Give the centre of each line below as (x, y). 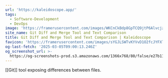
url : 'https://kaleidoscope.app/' (41, 10)
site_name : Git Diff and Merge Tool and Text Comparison (66, 33)
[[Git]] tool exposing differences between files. (53, 70)
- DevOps (19, 24)
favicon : (14, 42)
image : (12, 28)
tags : (11, 14)
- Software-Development (34, 19)
